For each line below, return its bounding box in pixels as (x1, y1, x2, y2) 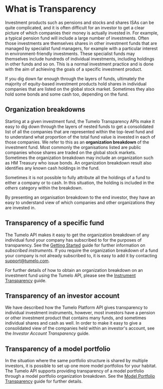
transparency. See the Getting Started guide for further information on (5, 242, 145, 248)
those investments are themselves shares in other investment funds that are (5, 40, 157, 46)
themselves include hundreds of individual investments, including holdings (5, 56, 155, 61)
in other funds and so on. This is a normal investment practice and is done (5, 61, 154, 67)
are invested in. (5, 205, 36, 210)
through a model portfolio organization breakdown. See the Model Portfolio (5, 373, 155, 379)
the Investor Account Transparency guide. (5, 330, 90, 336)
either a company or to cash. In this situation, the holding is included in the (5, 180, 155, 185)
